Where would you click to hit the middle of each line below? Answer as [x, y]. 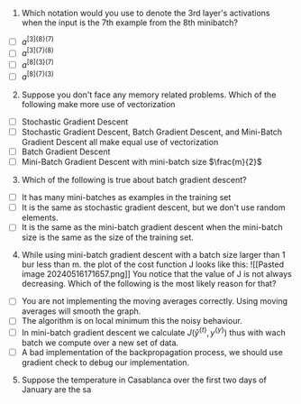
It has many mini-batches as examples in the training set [126, 197]
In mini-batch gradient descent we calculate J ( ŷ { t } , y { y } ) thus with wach [153, 332]
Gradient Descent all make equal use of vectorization [120, 142]
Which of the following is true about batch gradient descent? [134, 180]
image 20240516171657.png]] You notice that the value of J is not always [156, 274]
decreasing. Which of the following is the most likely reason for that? [149, 284]
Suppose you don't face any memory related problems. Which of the [149, 95]
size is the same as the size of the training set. [108, 237]
